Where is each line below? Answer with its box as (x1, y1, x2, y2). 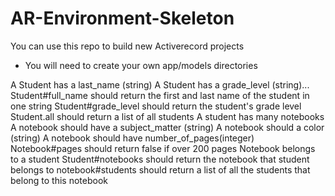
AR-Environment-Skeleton (10, 7, 235, 30)
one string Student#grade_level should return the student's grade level (10, 100, 302, 112)
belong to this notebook (10, 174, 108, 186)
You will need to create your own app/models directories (24, 59, 258, 71)
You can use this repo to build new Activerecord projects (10, 40, 245, 52)
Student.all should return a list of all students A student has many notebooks (10, 110, 325, 122)
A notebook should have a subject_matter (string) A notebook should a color (10, 121, 325, 133)
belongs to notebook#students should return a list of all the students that (10, 163, 311, 176)
